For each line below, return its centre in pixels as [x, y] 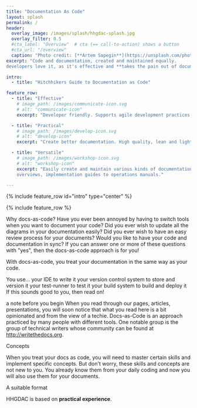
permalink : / [22, 22]
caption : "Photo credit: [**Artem [53, 55]
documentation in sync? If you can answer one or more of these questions [96, 244]
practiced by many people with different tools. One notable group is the [92, 322]
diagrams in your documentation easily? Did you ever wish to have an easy [96, 232]
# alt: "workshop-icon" [46, 163]
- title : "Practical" [38, 125]
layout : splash [25, 17]
